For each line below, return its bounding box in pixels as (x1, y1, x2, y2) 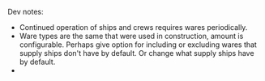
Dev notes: (7, 7, 44, 16)
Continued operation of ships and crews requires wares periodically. (19, 23, 248, 32)
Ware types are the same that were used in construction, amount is (19, 32, 244, 40)
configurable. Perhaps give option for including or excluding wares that (19, 40, 257, 49)
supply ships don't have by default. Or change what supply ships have (19, 49, 254, 58)
